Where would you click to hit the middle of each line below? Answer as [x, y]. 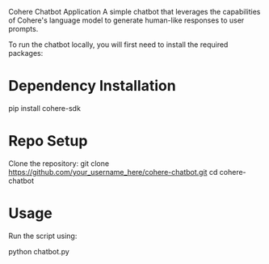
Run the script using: [43, 236]
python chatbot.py [39, 251]
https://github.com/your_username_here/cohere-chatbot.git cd [113, 172]
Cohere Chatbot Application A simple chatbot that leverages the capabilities [134, 12]
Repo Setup [48, 141]
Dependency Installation [92, 86]
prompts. [23, 29]
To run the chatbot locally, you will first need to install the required [118, 45]
